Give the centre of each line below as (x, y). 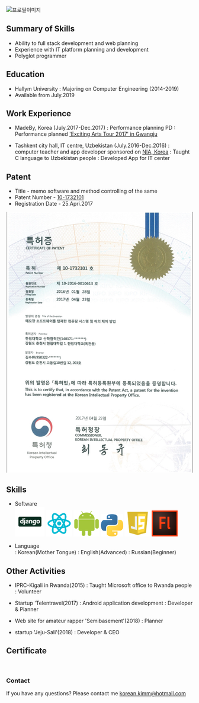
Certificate (27, 651)
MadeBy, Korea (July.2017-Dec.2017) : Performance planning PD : (95, 128)
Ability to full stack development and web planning (76, 43)
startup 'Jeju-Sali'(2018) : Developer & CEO (67, 632)
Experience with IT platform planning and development (82, 49)
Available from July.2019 (45, 95)
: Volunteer (28, 591)
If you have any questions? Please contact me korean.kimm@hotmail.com (96, 693)
